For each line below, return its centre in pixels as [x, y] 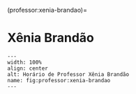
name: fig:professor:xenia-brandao [59, 80]
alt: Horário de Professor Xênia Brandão [68, 74]
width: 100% [24, 62]
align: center [28, 68]
